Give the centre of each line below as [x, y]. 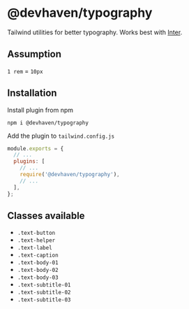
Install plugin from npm [40, 110]
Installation [32, 93]
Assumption [34, 54]
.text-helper [36, 240]
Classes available [46, 216]
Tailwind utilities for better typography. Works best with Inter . [95, 32]
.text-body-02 [38, 271]
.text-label [35, 248]
